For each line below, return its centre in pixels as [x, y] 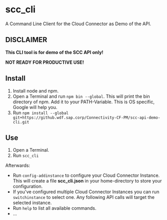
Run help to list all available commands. [54, 208]
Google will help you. [35, 107]
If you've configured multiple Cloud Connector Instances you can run [86, 192]
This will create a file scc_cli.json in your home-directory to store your [87, 181]
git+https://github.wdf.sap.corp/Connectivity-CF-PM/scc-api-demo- [86, 117]
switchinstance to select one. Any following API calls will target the [84, 197]
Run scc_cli [26, 156]
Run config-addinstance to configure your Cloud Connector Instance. [86, 175]
